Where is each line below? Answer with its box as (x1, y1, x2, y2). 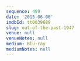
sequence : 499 (6, 8, 41, 15)
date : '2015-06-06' (6, 14, 54, 20)
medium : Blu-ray (6, 41, 46, 47)
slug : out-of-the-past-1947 (6, 24, 75, 31)
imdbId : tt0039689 (6, 19, 51, 25)
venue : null (6, 30, 35, 36)
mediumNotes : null (6, 46, 51, 52)
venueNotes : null (6, 35, 48, 41)
